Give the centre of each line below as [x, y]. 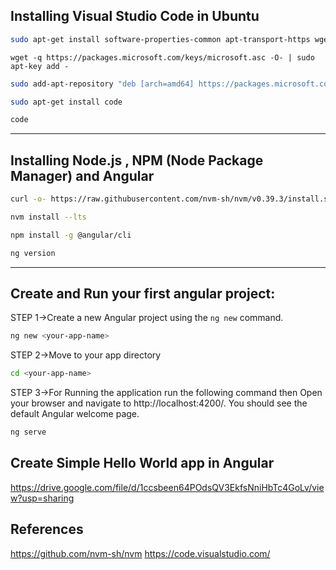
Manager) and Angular [82, 175]
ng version [33, 253]
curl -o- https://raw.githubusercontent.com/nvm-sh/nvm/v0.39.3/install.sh [171, 199]
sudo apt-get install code [66, 102]
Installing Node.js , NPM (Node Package [137, 160]
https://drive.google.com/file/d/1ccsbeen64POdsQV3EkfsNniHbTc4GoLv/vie [167, 487]
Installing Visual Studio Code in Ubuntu [135, 16]
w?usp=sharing [42, 498]
